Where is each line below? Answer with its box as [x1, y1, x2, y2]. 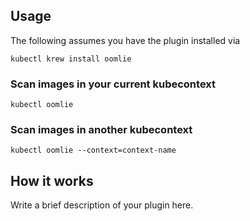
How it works [10, 172, 94, 189]
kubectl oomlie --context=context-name [10, 145, 177, 156]
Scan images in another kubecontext [10, 123, 193, 137]
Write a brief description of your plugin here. [10, 199, 194, 211]
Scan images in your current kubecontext [10, 77, 217, 91]
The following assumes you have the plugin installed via [10, 34, 241, 46]
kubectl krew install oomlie [10, 54, 132, 64]
